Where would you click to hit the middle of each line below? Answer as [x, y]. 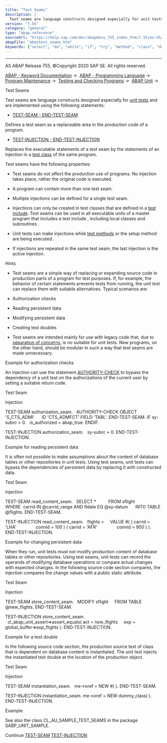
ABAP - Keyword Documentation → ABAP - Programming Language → [78, 75]
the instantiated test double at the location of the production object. [74, 657]
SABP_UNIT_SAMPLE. [27, 726]
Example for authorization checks [40, 363]
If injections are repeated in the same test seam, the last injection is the [85, 248]
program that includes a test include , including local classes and [79, 218]
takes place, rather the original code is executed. [62, 179]
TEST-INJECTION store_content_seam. [45, 617]
